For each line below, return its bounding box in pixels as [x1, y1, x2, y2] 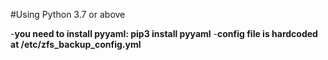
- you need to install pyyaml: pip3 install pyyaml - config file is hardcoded [10, 28, 318, 39]
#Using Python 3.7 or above [10, 9, 126, 20]
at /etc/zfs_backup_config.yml [10, 39, 142, 50]
